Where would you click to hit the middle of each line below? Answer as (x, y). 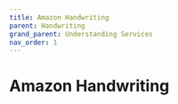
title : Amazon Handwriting (59, 17)
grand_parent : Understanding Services (81, 34)
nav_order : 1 (33, 42)
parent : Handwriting (48, 26)
